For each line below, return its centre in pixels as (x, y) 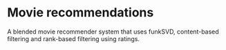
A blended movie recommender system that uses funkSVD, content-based (113, 32)
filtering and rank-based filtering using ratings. (74, 38)
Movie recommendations (81, 13)
